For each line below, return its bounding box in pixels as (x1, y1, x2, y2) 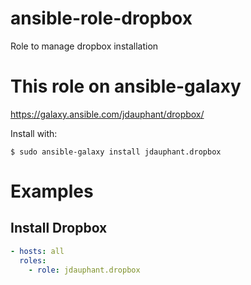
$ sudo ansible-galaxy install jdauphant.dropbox (10, 147, 222, 157)
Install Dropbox (10, 220, 108, 237)
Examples (10, 180, 94, 203)
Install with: (10, 127, 58, 139)
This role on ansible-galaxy (10, 75, 242, 98)
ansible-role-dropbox (10, 7, 193, 30)
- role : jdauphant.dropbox (28, 265, 141, 275)
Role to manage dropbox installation (10, 40, 159, 52)
